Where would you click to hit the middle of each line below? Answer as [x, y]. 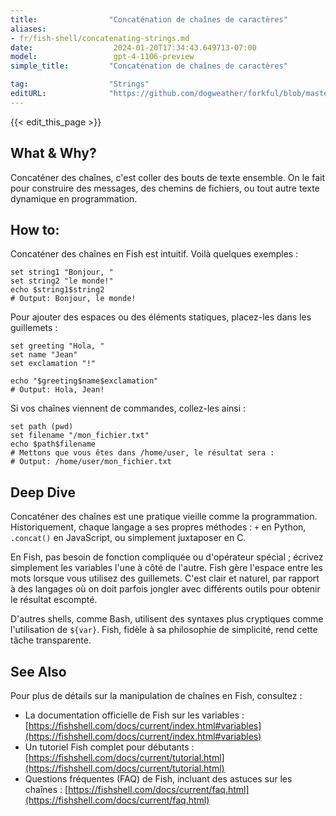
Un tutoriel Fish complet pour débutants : [109, 747]
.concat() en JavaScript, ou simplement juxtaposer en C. [128, 538]
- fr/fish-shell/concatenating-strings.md [100, 38]
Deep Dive [43, 492]
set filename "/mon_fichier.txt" [80, 436]
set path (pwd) [42, 427]
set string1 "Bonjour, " [62, 272]
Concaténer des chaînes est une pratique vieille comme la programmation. [164, 517]
